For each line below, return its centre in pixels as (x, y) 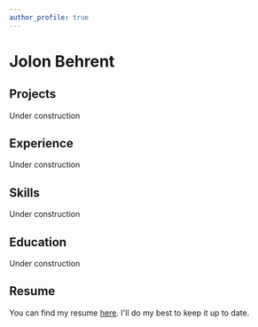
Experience (41, 144)
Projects (33, 94)
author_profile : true (49, 17)
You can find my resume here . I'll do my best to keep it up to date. (129, 313)
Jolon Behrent (62, 61)
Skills (24, 192)
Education (38, 242)
